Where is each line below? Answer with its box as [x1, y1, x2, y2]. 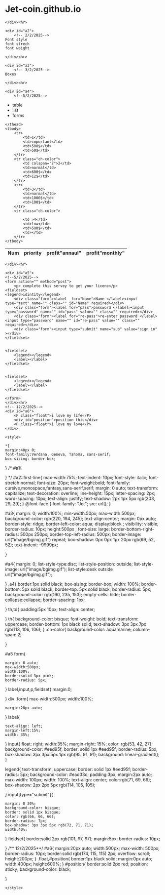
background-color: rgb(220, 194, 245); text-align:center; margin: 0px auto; [5, 515, 156, 522]
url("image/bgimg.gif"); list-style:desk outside [20, 566, 113, 572]
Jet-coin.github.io [5, 3, 81, 15]
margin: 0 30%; [5, 801, 36, 806]
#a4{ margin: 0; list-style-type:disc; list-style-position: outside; [5, 561, 133, 567]
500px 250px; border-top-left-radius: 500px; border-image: [20, 531, 141, 537]
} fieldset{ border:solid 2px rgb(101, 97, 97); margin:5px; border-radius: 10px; [5, 836, 160, 842]
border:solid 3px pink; [5, 673, 54, 678]
